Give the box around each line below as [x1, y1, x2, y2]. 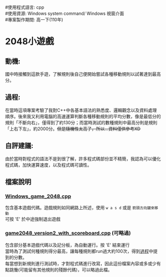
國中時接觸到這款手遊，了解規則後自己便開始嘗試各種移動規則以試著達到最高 [5, 71, 161, 77]
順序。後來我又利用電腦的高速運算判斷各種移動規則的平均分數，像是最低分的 [5, 113, 161, 119]
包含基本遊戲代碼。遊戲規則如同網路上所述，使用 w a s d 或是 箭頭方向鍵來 [5, 205, 155, 211]
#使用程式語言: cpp [5, 4, 44, 10]
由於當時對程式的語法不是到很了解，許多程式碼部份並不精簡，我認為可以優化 [5, 155, 161, 162]
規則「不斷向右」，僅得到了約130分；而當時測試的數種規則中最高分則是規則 [5, 119, 158, 125]
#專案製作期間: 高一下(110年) [5, 17, 63, 22]
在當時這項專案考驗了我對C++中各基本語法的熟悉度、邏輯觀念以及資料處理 [5, 107, 157, 113]
